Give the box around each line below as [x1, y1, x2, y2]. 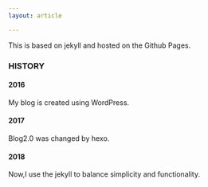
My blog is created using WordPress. [8, 97, 130, 107]
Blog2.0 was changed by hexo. [8, 133, 110, 143]
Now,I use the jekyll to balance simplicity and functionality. [8, 169, 201, 179]
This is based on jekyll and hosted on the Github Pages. [8, 41, 191, 50]
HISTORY [8, 60, 45, 72]
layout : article [8, 11, 62, 20]
